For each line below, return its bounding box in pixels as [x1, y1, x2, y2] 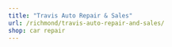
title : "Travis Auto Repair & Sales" [8, 11, 133, 20]
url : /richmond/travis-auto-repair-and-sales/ [8, 19, 165, 27]
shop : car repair [8, 26, 66, 34]
